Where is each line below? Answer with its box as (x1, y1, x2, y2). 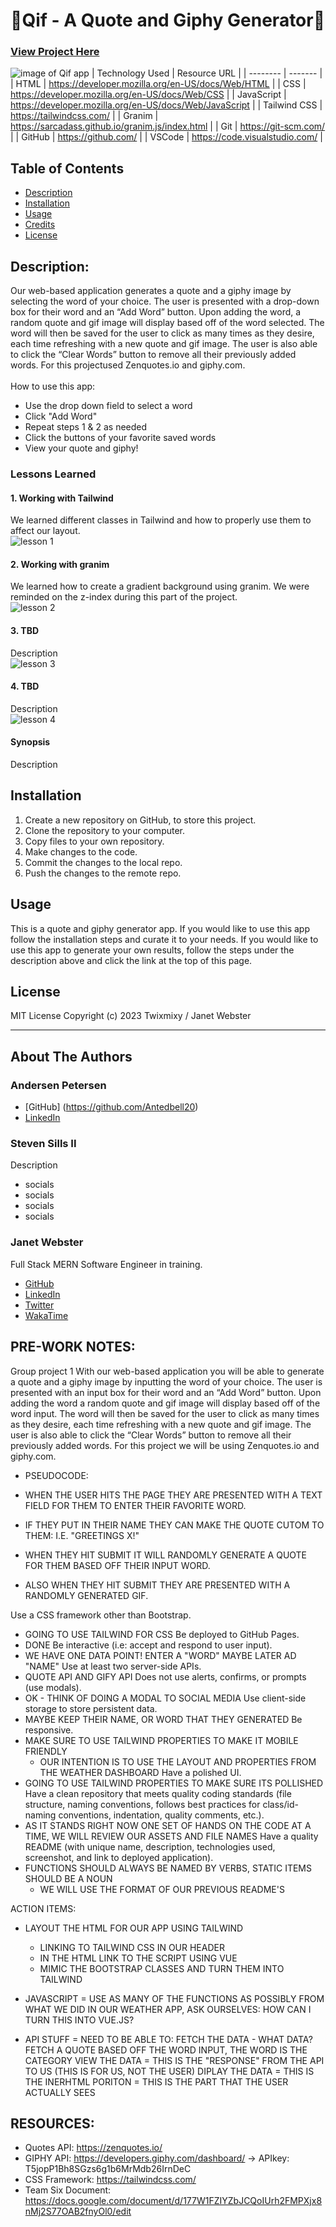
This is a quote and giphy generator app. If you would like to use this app (10, 922, 310, 934)
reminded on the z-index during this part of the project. (10, 591, 238, 603)
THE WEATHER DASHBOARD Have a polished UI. (39, 1766, 242, 1778)
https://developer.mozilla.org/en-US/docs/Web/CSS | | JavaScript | (10, 89, 287, 101)
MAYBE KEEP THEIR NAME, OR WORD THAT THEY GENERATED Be (24, 1713, 303, 1725)
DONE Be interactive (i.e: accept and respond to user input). (24, 1639, 273, 1651)
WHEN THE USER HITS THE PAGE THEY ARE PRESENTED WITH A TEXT (24, 1489, 323, 1501)
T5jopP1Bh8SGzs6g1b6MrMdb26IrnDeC (24, 2163, 192, 2175)
